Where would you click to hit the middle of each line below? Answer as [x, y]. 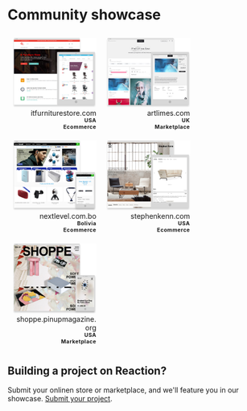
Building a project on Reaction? [87, 370]
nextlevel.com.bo [68, 216]
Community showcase [84, 15]
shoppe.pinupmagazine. [57, 319]
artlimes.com [169, 113]
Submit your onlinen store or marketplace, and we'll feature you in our [123, 390]
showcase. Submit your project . [60, 399]
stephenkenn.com [161, 216]
